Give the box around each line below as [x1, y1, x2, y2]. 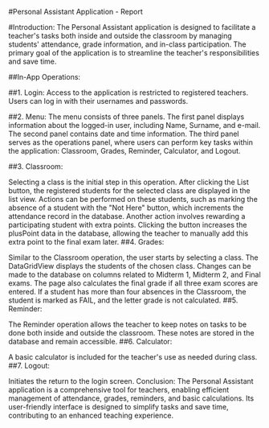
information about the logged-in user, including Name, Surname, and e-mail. [8, 121, 261, 130]
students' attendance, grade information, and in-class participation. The [8, 39, 247, 49]
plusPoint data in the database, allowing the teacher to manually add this [8, 228, 249, 238]
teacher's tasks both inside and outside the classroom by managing [8, 31, 233, 40]
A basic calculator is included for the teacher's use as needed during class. [8, 352, 258, 361]
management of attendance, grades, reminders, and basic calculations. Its [8, 393, 255, 403]
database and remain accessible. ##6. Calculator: [8, 337, 173, 346]
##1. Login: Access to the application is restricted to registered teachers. [8, 88, 249, 97]
